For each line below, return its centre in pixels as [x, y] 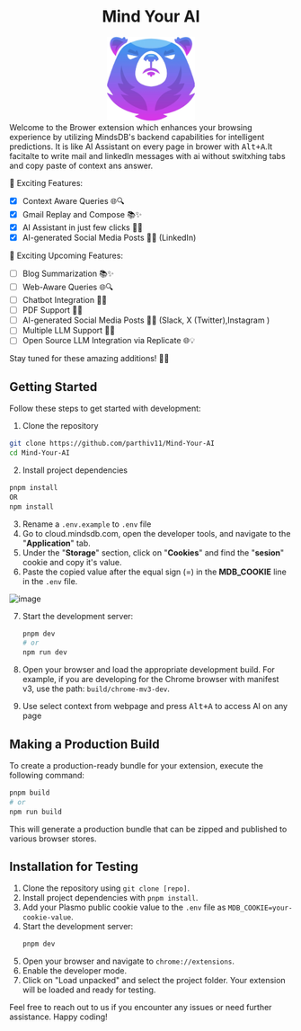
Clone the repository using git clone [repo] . [106, 888]
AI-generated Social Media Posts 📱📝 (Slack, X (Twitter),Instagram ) [146, 320]
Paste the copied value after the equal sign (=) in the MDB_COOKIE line [155, 572]
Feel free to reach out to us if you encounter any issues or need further [141, 1008]
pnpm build [30, 793]
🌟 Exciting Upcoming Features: [66, 256]
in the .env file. [50, 581]
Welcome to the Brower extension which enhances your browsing [131, 127]
